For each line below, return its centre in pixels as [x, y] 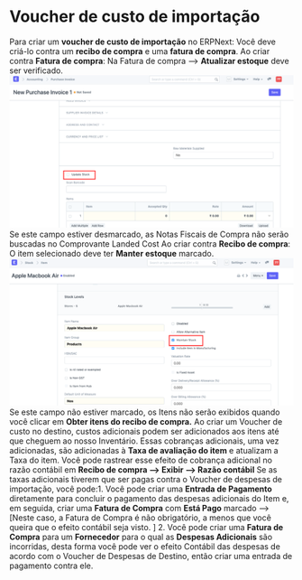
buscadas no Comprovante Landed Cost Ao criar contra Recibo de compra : [150, 244]
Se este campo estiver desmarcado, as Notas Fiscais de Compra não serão [149, 234]
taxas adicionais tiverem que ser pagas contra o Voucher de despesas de [146, 480]
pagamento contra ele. [51, 566]
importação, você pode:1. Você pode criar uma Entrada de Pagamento [141, 489]
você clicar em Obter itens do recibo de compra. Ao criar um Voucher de [146, 422]
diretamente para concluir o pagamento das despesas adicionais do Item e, [149, 499]
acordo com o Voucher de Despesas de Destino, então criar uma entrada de [151, 557]
